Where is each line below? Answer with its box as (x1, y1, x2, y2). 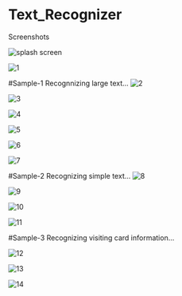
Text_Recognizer (8, 6, 122, 24)
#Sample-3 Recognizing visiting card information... (8, 233, 175, 243)
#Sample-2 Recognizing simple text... (8, 171, 131, 180)
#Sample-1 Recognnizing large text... (8, 78, 129, 88)
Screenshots (8, 32, 50, 41)
